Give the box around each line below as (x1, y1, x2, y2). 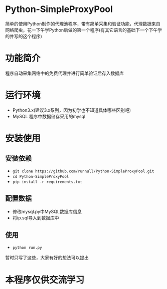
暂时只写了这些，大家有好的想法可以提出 (5, 254, 89, 261)
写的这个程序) (14, 33, 43, 39)
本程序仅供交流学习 (5, 274, 85, 285)
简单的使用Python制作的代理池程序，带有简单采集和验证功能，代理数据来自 (5, 21, 160, 27)
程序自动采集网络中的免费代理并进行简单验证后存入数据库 (5, 70, 124, 76)
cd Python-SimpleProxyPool (12, 174, 69, 179)
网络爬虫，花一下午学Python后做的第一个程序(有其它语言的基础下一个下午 (5, 27, 158, 33)
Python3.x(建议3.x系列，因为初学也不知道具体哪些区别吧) (12, 107, 131, 113)
